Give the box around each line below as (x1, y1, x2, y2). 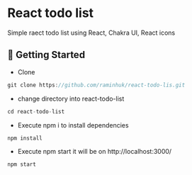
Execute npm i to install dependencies (17, 120, 129, 129)
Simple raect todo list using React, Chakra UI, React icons (7, 28, 176, 37)
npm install (7, 135, 43, 142)
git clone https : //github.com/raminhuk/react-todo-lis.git (7, 81, 186, 89)
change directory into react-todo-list (17, 94, 125, 103)
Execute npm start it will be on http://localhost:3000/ (17, 147, 172, 156)
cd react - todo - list (7, 108, 65, 115)
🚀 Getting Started (7, 49, 86, 61)
